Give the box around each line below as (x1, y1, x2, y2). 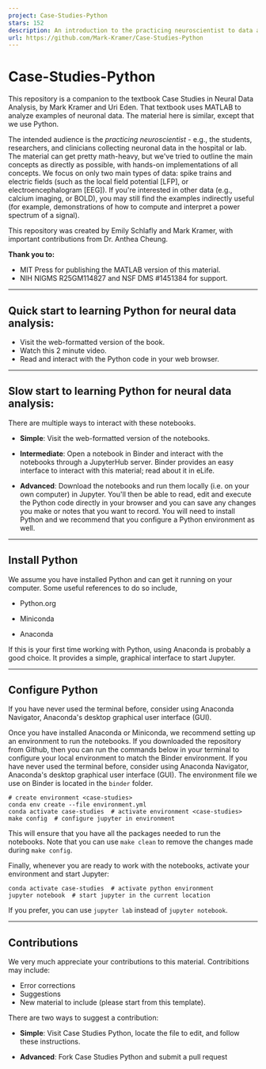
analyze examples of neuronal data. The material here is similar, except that (8, 111, 255, 121)
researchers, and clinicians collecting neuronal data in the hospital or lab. (8, 144, 247, 153)
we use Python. (8, 120, 59, 129)
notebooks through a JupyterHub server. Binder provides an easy (19, 457, 234, 466)
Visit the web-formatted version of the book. (19, 338, 165, 347)
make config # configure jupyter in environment (8, 814, 176, 823)
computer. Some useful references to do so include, (8, 583, 178, 592)
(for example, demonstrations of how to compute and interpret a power (8, 202, 240, 212)
